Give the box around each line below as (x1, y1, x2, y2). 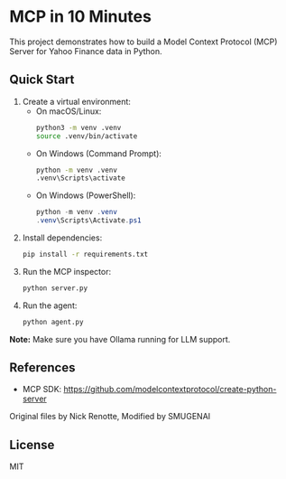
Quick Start (9, 72, 75, 88)
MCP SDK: (22, 384, 62, 395)
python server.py (22, 283, 88, 293)
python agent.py (22, 317, 84, 326)
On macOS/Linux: (35, 106, 102, 117)
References (9, 360, 76, 376)
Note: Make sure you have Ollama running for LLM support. (9, 333, 231, 344)
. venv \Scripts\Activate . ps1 (35, 216, 142, 225)
